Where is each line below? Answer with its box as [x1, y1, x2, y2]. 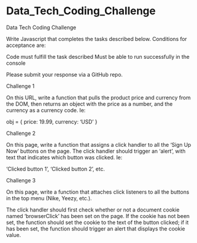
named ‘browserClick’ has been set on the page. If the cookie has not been [6, 212, 190, 219]
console [6, 59, 26, 67]
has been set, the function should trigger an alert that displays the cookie [6, 225, 185, 232]
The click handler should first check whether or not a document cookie [6, 206, 180, 213]
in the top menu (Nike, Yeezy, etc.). [6, 194, 92, 201]
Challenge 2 [6, 130, 36, 137]
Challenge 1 [6, 82, 34, 90]
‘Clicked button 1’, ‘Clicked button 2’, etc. [6, 165, 105, 172]
